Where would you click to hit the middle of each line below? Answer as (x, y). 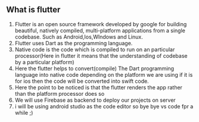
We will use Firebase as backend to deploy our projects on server (95, 100)
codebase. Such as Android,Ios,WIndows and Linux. (79, 37)
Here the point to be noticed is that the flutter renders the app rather (99, 87)
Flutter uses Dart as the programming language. (74, 43)
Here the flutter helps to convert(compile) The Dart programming (94, 68)
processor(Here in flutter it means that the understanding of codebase (101, 55)
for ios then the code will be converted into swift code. (82, 81)
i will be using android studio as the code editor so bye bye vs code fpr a (104, 106)
